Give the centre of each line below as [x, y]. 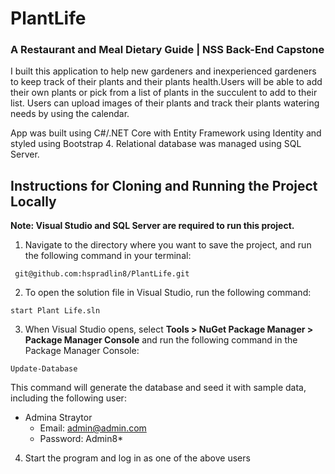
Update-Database [44, 369]
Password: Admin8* [81, 439]
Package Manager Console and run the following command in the [161, 340]
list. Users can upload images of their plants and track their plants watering [165, 103]
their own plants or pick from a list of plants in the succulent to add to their [164, 93]
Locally [33, 201]
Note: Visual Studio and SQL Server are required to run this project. [152, 226]
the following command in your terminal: [108, 256]
